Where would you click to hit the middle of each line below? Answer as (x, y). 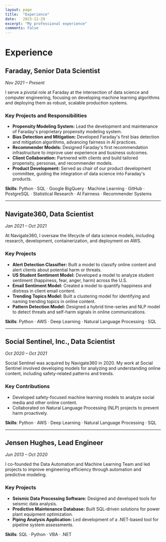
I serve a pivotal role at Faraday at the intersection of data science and (77, 93)
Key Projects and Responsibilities (46, 116)
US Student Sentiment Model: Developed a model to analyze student (83, 275)
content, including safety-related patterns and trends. (60, 374)
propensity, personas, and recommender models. (62, 163)
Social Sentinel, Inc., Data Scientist (60, 341)
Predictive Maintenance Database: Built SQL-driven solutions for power (86, 509)
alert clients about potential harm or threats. (57, 270)
